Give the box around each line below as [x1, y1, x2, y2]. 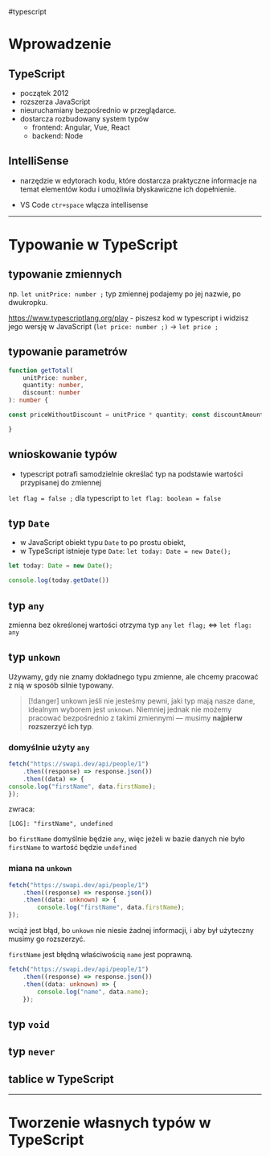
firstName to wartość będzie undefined [8, 843, 137, 853]
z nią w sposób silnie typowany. [8, 680, 114, 690]
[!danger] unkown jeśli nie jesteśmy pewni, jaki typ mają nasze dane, [27, 696, 256, 705]
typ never [8, 1045, 55, 1059]
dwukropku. [8, 297, 48, 307]
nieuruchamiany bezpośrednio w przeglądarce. [19, 105, 177, 115]
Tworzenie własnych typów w [8, 1114, 211, 1132]
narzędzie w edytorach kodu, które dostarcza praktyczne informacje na [19, 175, 257, 185]
